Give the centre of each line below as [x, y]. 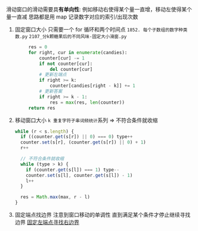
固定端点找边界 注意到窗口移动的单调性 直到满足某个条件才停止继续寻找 [103, 215]
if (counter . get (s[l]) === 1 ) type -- [73, 170]
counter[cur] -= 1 [62, 58]
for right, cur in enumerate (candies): [78, 52]
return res [42, 108]
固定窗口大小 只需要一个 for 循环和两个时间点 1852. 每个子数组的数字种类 [101, 29]
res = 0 [38, 47]
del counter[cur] [71, 69]
